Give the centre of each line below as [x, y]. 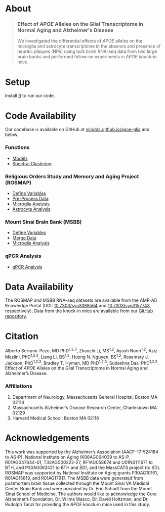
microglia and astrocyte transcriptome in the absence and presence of [89, 46]
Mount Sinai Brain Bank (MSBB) [43, 222]
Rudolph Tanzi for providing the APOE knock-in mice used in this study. [78, 504]
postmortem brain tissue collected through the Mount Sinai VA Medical [77, 483]
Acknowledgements [47, 438]
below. [12, 135]
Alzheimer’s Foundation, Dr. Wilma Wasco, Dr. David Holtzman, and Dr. [77, 499]
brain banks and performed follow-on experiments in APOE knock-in [87, 57]
